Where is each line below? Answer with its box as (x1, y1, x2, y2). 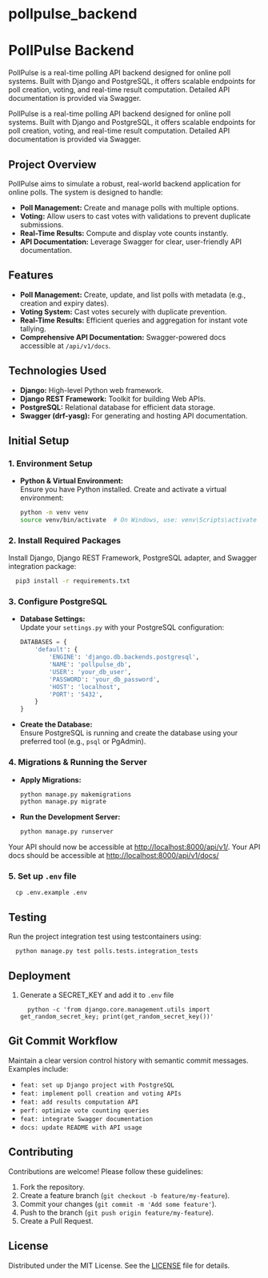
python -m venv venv (19, 509, 89, 517)
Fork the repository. (19, 1182, 86, 1192)
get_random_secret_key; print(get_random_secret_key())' (19, 1013, 214, 1021)
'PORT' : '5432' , (49, 690, 103, 699)
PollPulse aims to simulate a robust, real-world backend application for (8, 178, 242, 188)
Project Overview (8, 158, 97, 171)
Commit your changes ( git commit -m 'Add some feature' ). (19, 1199, 218, 1208)
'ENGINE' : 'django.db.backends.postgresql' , (49, 653, 200, 661)
